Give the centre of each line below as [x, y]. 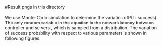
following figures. [23, 38]
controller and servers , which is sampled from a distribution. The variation [81, 28]
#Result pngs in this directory [35, 7]
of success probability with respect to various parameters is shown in [76, 33]
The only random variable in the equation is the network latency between [80, 23]
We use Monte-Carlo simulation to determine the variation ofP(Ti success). [81, 17]
